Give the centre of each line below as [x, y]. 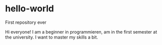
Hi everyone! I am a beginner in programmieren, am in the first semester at [81, 32]
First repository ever [26, 22]
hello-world [30, 9]
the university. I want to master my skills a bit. [52, 37]
